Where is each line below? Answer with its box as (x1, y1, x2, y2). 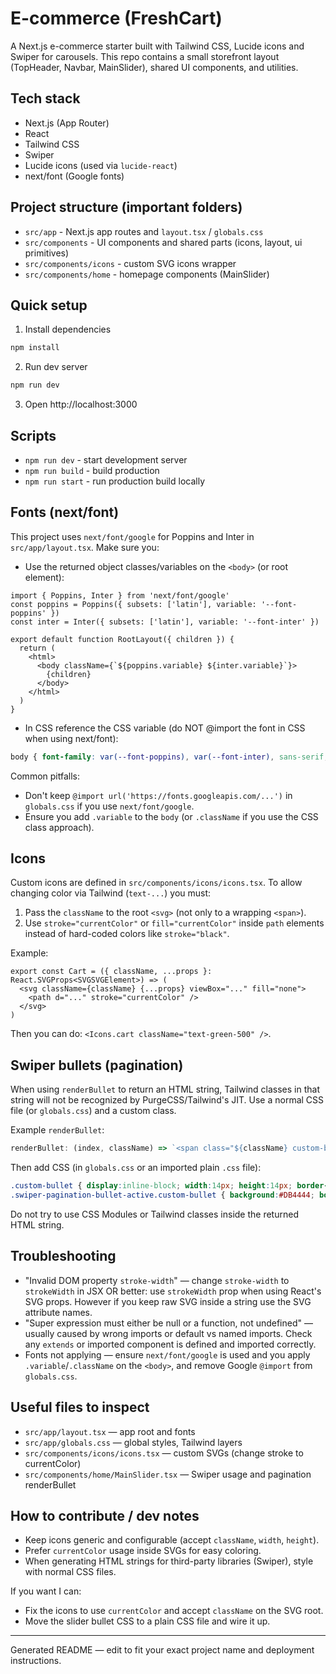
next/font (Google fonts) (24, 170, 125, 182)
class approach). (24, 821, 95, 833)
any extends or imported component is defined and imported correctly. (24, 1338, 317, 1350)
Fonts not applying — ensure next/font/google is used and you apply (24, 1348, 311, 1361)
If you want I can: (10, 1585, 82, 1597)
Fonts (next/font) (10, 504, 120, 521)
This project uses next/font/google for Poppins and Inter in (10, 530, 255, 542)
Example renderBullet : (10, 1124, 105, 1136)
